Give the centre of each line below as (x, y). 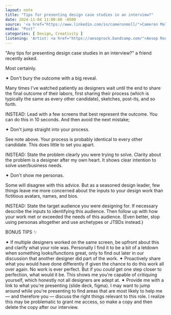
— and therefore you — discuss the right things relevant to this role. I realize (85, 296)
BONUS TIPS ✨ (21, 232)
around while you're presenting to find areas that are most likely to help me (84, 291)
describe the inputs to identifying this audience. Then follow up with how (81, 211)
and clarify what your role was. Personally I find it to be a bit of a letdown (82, 247)
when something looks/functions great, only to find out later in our (75, 253)
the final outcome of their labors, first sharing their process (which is (77, 93)
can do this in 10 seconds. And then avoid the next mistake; (67, 119)
